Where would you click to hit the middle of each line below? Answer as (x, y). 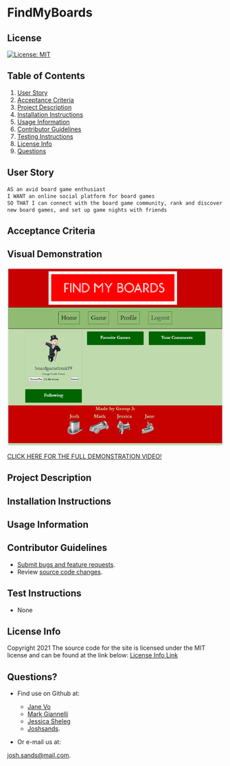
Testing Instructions (45, 136)
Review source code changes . (60, 572)
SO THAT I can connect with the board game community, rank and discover (115, 203)
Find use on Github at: (48, 694)
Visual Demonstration (55, 255)
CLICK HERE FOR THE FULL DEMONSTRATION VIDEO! (85, 456)
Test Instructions (44, 593)
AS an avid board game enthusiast (57, 189)
